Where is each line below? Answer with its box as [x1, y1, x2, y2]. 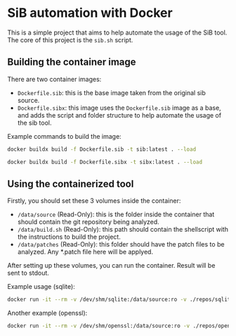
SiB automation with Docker [7, 5, 173, 21]
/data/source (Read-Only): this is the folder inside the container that [17, 210, 215, 219]
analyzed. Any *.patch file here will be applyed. [17, 248, 153, 256]
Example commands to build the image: [7, 132, 122, 140]
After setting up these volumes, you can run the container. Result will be [7, 261, 216, 270]
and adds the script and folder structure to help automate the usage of [17, 111, 222, 119]
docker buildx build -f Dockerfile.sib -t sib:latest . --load [7, 146, 197, 153]
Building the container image [7, 56, 136, 68]
